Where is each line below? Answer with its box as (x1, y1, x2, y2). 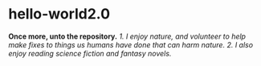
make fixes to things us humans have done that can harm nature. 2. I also (8, 39, 254, 49)
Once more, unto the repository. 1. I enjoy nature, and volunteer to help (8, 31, 247, 41)
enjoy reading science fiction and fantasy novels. (8, 48, 172, 58)
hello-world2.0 (8, 5, 111, 23)
